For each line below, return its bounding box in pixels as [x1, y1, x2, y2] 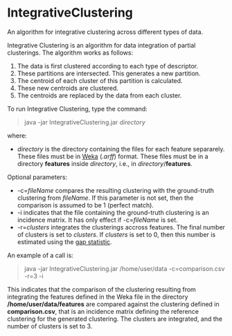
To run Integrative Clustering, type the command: [7, 104, 148, 113]
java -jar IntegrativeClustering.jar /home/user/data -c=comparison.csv [24, 264, 225, 272]
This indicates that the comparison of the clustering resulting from [7, 285, 196, 293]
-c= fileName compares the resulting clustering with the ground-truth [17, 186, 215, 194]
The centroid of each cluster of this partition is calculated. [17, 76, 183, 84]
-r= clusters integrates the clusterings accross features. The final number [17, 223, 226, 231]
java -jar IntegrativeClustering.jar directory [24, 118, 145, 126]
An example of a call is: [7, 251, 74, 259]
